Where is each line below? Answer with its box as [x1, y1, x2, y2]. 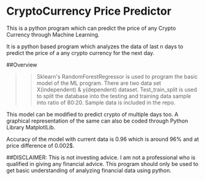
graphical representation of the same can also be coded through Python [6, 117, 188, 124]
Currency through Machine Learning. [6, 31, 100, 38]
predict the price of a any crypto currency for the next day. [6, 49, 155, 56]
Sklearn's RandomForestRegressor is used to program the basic [36, 73, 198, 80]
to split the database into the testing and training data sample [36, 92, 192, 99]
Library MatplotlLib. [6, 123, 56, 131]
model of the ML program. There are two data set [36, 79, 162, 87]
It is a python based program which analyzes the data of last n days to [6, 43, 184, 50]
